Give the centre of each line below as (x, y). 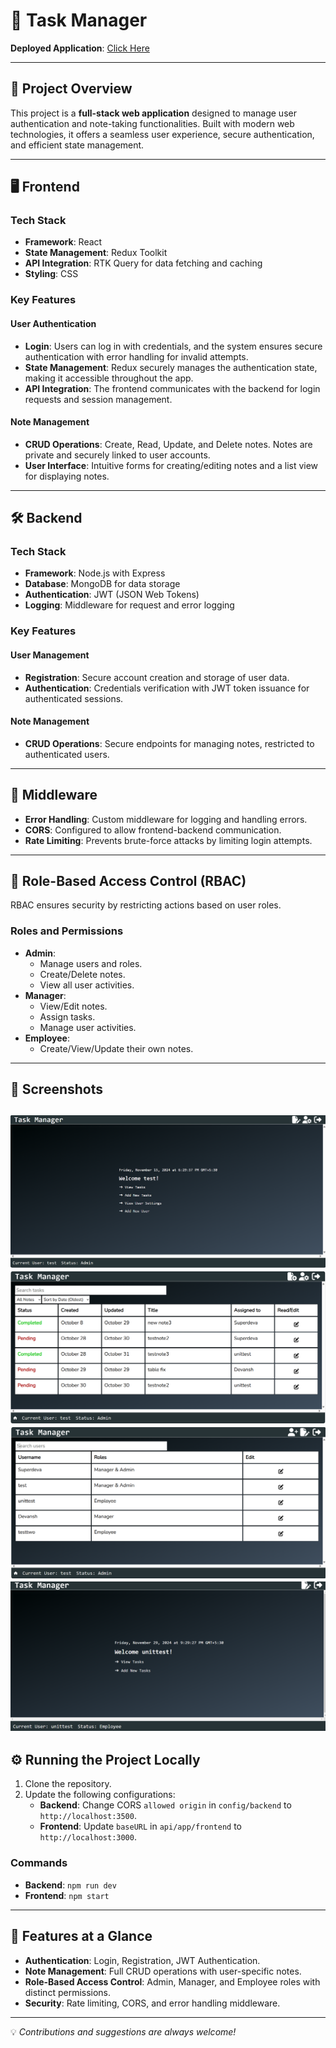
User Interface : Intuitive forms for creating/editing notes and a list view (171, 465)
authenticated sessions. (74, 698)
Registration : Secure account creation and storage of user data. (157, 677)
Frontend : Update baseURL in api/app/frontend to (141, 1826)
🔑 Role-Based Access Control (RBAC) (128, 880)
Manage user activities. (88, 1027)
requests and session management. (98, 399)
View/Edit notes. (73, 1006)
